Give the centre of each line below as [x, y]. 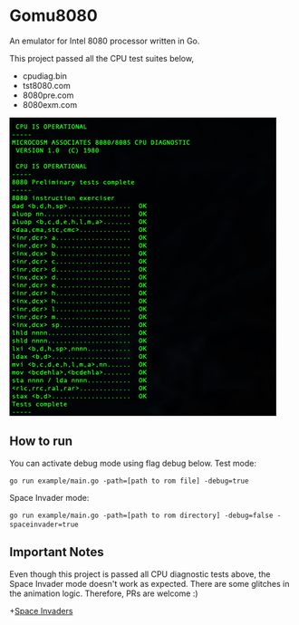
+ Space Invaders [41, 611]
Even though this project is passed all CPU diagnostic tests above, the [140, 574]
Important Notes [57, 552]
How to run [41, 442]
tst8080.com [46, 85]
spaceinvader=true [44, 524]
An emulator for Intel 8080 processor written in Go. [105, 41]
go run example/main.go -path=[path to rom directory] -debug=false [141, 515]
